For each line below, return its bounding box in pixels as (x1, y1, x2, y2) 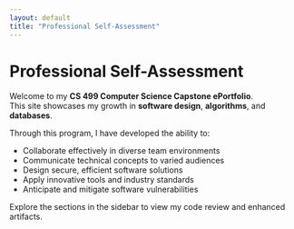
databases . (9, 110, 53, 121)
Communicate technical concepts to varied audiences (22, 155, 225, 166)
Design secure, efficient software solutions (22, 164, 183, 175)
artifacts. (9, 211, 44, 223)
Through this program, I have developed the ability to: (9, 128, 211, 139)
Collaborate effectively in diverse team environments (22, 145, 220, 156)
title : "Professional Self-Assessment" (9, 22, 161, 31)
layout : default (9, 13, 71, 23)
